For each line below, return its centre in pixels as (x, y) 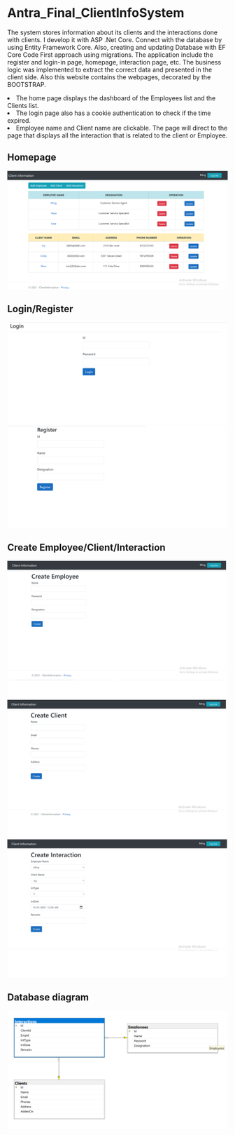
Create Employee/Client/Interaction (86, 548)
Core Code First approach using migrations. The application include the (110, 55)
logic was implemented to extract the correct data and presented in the (110, 69)
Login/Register (40, 309)
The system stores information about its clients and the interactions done (113, 32)
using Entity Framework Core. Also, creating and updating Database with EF (116, 47)
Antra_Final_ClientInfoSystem (96, 13)
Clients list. (23, 105)
